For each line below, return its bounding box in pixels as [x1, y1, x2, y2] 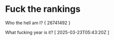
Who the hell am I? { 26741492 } [5, 20, 71, 26]
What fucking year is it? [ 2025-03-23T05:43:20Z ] [5, 29, 110, 35]
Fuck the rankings [5, 3, 81, 15]
